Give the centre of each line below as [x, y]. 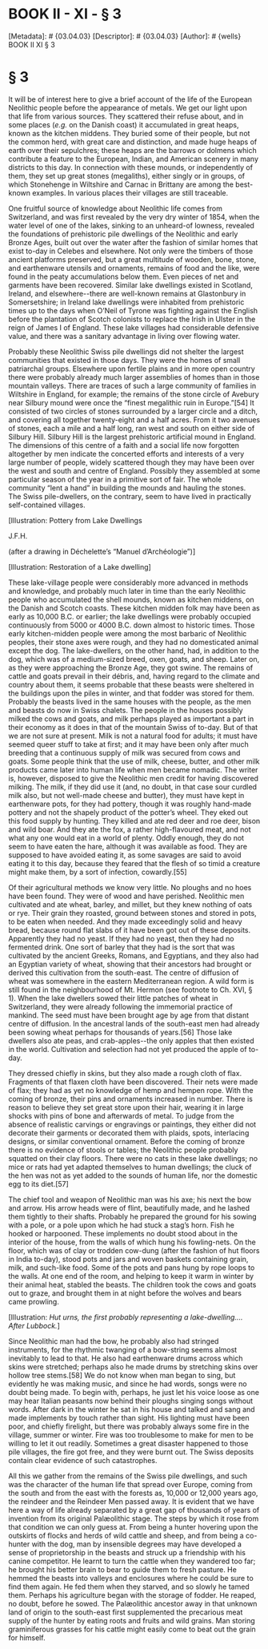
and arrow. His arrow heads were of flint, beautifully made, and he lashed [129, 1208]
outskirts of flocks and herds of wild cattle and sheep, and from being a [126, 1535]
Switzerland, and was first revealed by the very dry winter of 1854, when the [134, 216]
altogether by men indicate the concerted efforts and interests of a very [126, 454]
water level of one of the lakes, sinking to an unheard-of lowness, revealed [131, 225]
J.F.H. [18, 536]
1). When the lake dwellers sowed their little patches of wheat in [113, 998]
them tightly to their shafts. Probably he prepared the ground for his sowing [133, 1216]
